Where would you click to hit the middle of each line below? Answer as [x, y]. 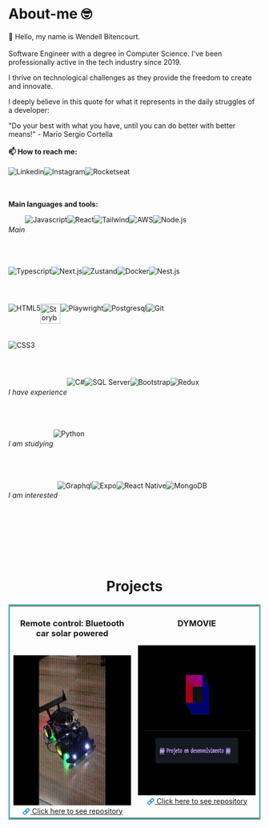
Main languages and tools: [53, 204]
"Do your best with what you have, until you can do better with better [122, 126]
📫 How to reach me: [43, 151]
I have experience [38, 392]
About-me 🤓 [50, 14]
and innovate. [31, 86]
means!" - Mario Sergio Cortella [61, 134]
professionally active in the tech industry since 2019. [95, 62]
